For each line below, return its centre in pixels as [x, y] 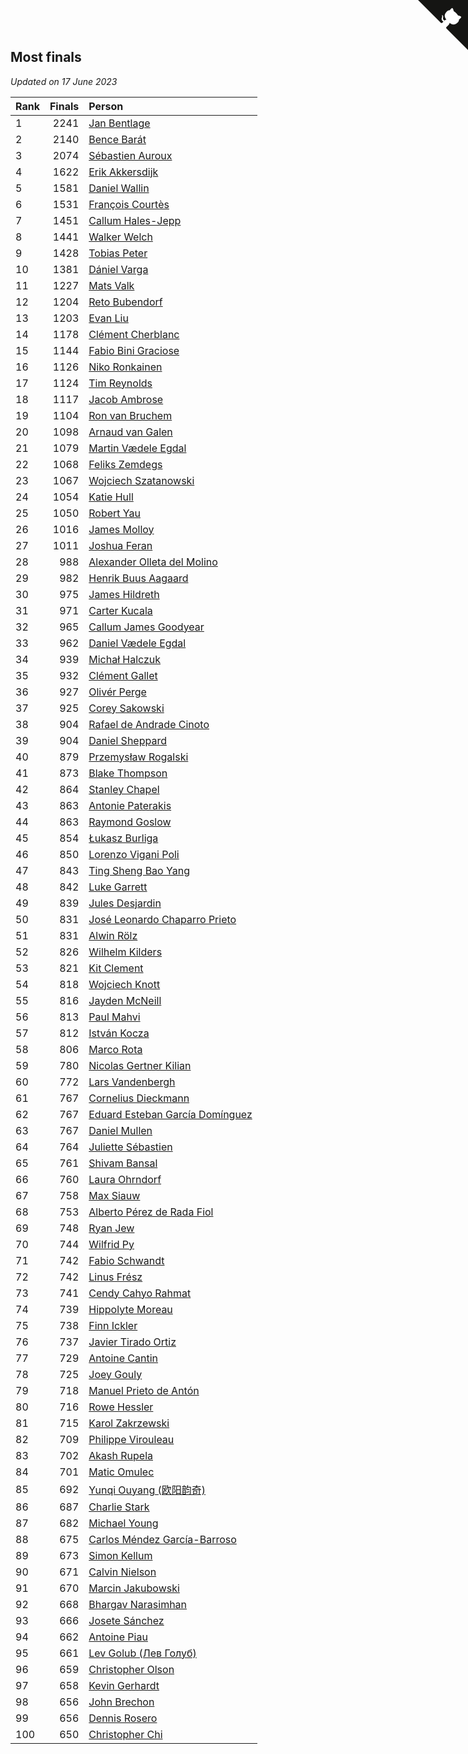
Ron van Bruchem [130, 415]
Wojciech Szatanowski [141, 480]
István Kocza [119, 1033]
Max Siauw [114, 1195]
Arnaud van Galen [130, 432]
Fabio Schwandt [126, 1260]
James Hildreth [124, 594]
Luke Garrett [118, 887]
